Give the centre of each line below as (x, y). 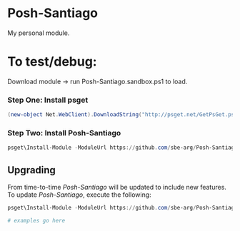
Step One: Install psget (48, 100)
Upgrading (31, 170)
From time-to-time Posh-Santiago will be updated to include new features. (117, 188)
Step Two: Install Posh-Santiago (64, 133)
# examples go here (36, 220)
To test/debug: (52, 62)
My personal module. (39, 33)
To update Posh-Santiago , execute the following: (79, 195)
